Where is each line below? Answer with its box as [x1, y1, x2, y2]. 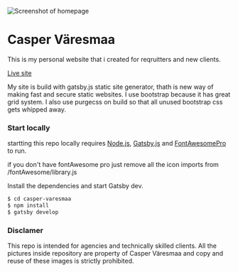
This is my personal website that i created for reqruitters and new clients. [7, 55, 222, 63]
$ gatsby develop [7, 208, 59, 216]
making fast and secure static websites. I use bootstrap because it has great [7, 89, 231, 99]
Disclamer [7, 225, 44, 235]
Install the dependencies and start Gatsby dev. [7, 182, 144, 190]
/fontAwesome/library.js [7, 168, 77, 177]
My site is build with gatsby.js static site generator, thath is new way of [7, 82, 214, 91]
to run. [7, 146, 27, 156]
